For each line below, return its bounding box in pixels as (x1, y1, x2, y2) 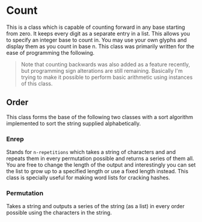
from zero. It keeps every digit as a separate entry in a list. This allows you (6, 29, 191, 37)
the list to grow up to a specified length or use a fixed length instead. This (6, 168, 189, 175)
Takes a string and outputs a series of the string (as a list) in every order (6, 203, 185, 210)
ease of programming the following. (6, 49, 95, 56)
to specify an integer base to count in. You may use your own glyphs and (6, 36, 188, 43)
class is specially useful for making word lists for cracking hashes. (6, 174, 170, 181)
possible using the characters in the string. (6, 209, 112, 217)
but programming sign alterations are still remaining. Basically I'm (20, 67, 183, 74)
